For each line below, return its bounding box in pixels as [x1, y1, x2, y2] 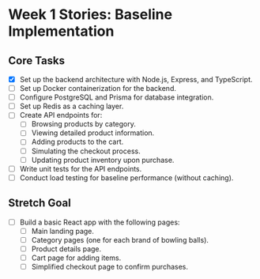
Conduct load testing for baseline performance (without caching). [19, 172, 234, 183]
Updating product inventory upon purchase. [31, 155, 175, 164]
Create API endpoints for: [19, 111, 103, 120]
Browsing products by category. [31, 119, 137, 129]
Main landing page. [31, 226, 95, 236]
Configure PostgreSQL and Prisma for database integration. [19, 92, 214, 102]
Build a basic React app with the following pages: [19, 217, 180, 227]
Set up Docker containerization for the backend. [19, 84, 176, 93]
